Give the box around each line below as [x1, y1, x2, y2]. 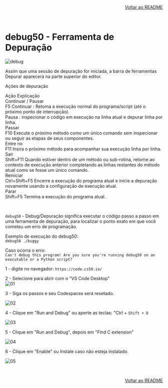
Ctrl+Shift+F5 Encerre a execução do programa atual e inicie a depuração [5, 177, 157, 184]
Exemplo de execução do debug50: [5, 233, 78, 239]
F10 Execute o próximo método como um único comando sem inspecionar [5, 130, 158, 136]
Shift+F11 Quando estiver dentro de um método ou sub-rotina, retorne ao [5, 156, 155, 162]
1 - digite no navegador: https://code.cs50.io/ [5, 266, 102, 272]
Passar [5, 124, 19, 130]
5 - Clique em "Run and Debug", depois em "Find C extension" [5, 329, 134, 335]
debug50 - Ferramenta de [5, 31, 114, 43]
